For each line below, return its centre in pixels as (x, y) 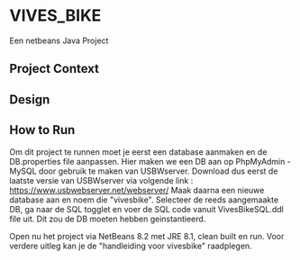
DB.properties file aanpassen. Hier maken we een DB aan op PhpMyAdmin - (150, 161)
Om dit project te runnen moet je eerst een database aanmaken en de (138, 152)
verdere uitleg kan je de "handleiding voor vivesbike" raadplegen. (131, 246)
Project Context (54, 69)
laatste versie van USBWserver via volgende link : (101, 180)
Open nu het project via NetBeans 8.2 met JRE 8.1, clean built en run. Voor (147, 236)
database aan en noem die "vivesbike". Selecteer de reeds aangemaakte (144, 200)
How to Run (42, 130)
